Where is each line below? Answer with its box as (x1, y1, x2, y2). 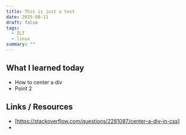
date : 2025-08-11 (6, 14, 49, 20)
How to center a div (14, 79, 63, 86)
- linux (11, 36, 31, 42)
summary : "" (6, 42, 35, 48)
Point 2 (14, 85, 32, 92)
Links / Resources (6, 102, 74, 112)
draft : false (6, 19, 38, 25)
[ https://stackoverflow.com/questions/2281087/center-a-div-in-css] (14, 117, 180, 124)
